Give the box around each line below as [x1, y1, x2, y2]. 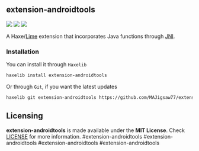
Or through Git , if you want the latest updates [6, 83, 117, 90]
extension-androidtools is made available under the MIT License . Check [6, 127, 185, 134]
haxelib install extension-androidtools [6, 72, 108, 79]
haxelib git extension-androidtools [6, 94, 97, 100]
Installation [6, 47, 40, 56]
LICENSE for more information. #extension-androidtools [6, 133, 143, 140]
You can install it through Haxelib [6, 61, 87, 68]
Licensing [6, 111, 43, 121]
